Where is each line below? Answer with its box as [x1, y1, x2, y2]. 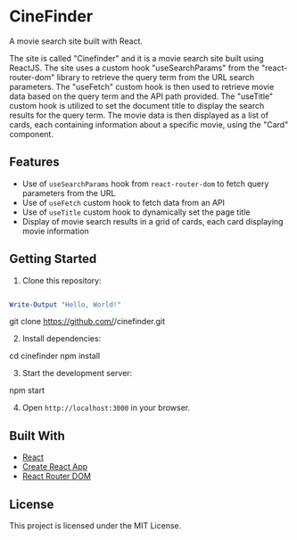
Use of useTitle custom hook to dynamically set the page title [21, 207, 251, 217]
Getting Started [9, 251, 97, 266]
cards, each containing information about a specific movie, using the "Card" [9, 119, 289, 130]
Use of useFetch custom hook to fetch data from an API [21, 197, 226, 208]
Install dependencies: [21, 333, 102, 344]
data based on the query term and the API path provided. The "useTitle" [9, 91, 274, 102]
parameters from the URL [21, 187, 116, 198]
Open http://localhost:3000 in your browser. [21, 403, 190, 413]
